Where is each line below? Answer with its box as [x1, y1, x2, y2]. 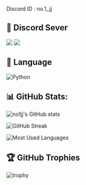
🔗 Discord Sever [6, 22, 68, 33]
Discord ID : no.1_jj [6, 5, 53, 12]
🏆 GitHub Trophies [6, 152, 81, 163]
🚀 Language [6, 57, 53, 67]
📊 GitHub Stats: [6, 92, 68, 102]
